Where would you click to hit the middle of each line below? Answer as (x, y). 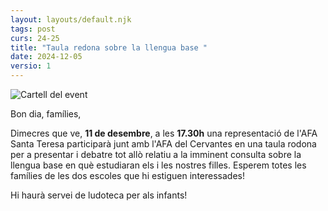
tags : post (33, 29)
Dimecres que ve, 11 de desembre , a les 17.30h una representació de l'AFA (164, 133)
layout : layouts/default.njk (71, 19)
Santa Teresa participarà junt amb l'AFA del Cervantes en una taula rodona (163, 144)
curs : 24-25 (35, 38)
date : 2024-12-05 (46, 57)
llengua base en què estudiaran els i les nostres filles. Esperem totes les (158, 165)
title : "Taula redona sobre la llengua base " (109, 47)
